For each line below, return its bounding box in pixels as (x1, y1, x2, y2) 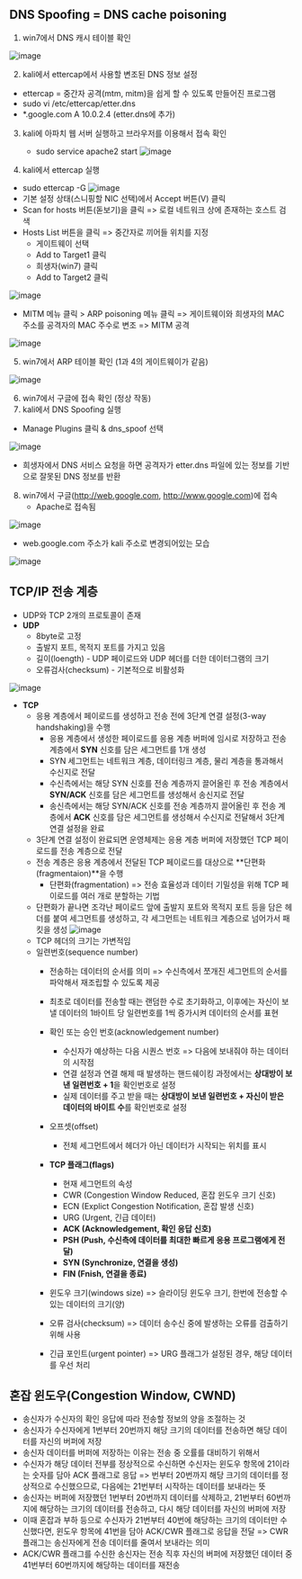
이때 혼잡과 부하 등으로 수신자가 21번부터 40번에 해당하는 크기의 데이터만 (22, 1515, 279, 1526)
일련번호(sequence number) (35, 947, 139, 957)
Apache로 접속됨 (35, 501, 96, 512)
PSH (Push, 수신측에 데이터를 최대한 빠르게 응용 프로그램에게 (62, 1234, 277, 1245)
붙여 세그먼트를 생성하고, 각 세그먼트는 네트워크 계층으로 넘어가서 (52, 912, 281, 923)
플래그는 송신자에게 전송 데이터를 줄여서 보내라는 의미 (22, 1538, 210, 1548)
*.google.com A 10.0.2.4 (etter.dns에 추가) (22, 108, 176, 120)
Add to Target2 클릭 (35, 272, 109, 283)
